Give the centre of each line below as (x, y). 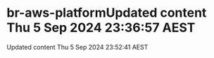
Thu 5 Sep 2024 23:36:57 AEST (101, 28)
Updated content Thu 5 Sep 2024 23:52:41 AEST (77, 47)
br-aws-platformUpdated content (107, 13)
